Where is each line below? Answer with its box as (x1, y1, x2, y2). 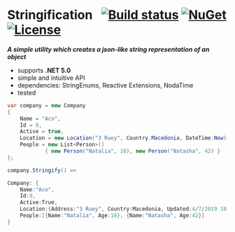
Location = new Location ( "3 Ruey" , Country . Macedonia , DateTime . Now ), (20, 135, 230, 142)
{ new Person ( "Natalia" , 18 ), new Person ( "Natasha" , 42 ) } (44, 148, 221, 155)
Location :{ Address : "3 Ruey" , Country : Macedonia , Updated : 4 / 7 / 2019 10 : (20, 205, 230, 213)
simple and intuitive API (17, 74, 85, 82)
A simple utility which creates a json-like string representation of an (7, 45, 210, 53)
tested (17, 88, 36, 97)
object (7, 53, 27, 61)
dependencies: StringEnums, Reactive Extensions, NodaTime (17, 81, 194, 89)
